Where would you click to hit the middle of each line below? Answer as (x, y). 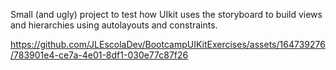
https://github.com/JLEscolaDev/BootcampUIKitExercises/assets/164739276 (168, 44)
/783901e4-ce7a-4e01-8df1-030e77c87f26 (99, 55)
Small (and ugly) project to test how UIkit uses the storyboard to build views (166, 14)
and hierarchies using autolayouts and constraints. (114, 25)
